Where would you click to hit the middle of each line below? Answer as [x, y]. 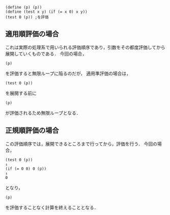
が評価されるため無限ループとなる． [43, 113]
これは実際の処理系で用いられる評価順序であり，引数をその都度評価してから [85, 47]
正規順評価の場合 [32, 131]
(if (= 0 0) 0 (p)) [26, 169]
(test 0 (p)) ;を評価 [27, 17]
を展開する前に [21, 93]
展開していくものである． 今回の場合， [46, 53]
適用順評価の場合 [32, 34]
